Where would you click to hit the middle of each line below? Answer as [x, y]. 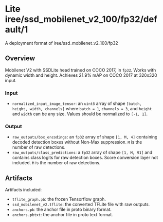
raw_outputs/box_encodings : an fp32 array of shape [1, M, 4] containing [85, 137]
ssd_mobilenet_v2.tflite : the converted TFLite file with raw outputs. [81, 205]
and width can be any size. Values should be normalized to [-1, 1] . [80, 114]
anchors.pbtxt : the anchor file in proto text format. [63, 215]
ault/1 [17, 30]
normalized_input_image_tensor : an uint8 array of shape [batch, [77, 103]
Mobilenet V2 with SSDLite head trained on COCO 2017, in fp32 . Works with [81, 70]
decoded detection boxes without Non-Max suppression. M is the [77, 142]
